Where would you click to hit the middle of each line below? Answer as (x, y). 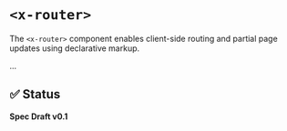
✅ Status (35, 94)
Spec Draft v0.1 (39, 116)
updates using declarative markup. (75, 48)
